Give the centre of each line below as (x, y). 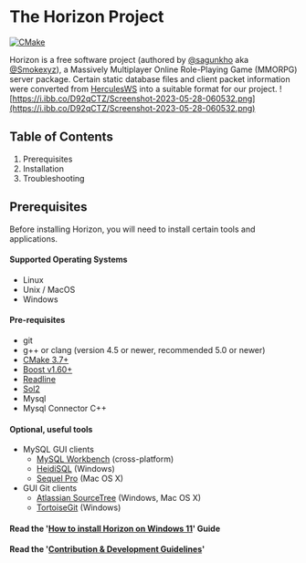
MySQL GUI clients (58, 450)
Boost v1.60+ (47, 369)
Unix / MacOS (49, 289)
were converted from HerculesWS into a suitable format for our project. (143, 89)
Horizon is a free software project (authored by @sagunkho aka (129, 59)
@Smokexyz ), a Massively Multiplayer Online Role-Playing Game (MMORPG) (153, 69)
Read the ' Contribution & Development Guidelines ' (107, 549)
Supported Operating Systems (69, 260)
